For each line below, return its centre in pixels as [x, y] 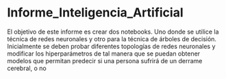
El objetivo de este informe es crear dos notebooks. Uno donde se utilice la [113, 32]
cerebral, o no [27, 68]
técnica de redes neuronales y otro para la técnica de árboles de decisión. [112, 38]
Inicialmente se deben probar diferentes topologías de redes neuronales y [111, 46]
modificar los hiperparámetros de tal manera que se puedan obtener [104, 54]
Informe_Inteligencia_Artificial [95, 13]
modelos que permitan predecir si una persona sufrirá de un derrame [105, 60]
